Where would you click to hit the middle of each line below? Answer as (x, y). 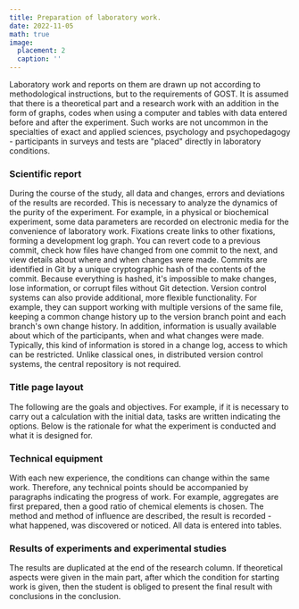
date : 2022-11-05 (42, 26)
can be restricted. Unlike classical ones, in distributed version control (136, 355)
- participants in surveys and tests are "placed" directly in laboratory (135, 141)
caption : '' (40, 59)
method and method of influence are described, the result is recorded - (141, 515)
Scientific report (46, 173)
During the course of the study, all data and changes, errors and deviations (147, 194)
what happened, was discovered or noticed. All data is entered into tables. (146, 525)
